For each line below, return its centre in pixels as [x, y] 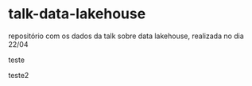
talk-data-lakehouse [77, 14]
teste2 [19, 75]
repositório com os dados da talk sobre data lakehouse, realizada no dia [126, 36]
